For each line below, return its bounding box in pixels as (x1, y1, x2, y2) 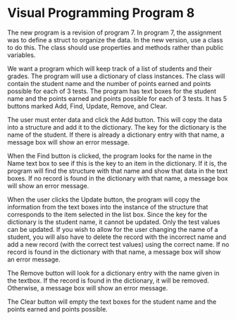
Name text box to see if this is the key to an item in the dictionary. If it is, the (7, 159, 228, 167)
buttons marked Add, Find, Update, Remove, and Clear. (7, 101, 168, 110)
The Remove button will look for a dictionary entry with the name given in (7, 269, 220, 277)
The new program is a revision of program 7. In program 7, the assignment (7, 28, 222, 37)
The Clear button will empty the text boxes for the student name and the (7, 297, 217, 306)
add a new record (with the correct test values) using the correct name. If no (7, 240, 230, 248)
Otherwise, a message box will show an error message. (7, 283, 168, 292)
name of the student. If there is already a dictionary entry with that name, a (7, 130, 225, 139)
